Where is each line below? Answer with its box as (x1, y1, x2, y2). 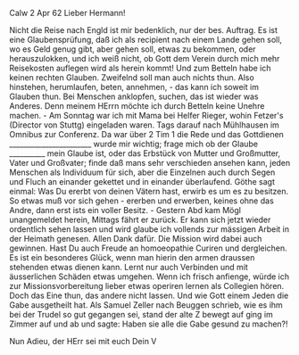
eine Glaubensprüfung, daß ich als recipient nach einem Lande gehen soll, (9, 35, 283, 45)
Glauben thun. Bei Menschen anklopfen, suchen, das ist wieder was (9, 91, 259, 102)
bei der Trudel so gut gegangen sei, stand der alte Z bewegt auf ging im (9, 310, 274, 319)
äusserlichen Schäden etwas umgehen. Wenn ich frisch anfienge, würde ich (9, 271, 290, 282)
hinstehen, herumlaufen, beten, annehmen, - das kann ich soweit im (9, 82, 259, 92)
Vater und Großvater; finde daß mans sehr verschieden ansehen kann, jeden (9, 158, 291, 168)
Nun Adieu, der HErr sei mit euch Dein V (9, 336, 157, 346)
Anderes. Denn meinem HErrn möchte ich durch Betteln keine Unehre (9, 101, 265, 111)
